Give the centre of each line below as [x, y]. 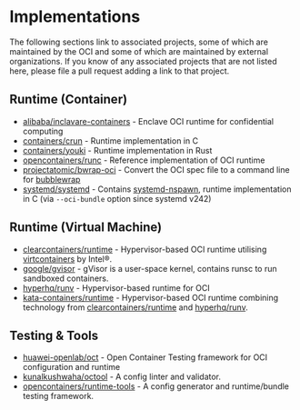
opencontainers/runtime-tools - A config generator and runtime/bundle [155, 386]
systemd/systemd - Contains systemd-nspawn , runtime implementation [157, 189]
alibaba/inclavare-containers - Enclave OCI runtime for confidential [148, 121]
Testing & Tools [54, 335]
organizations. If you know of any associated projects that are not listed [143, 61]
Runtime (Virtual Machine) [85, 228]
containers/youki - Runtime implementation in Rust [117, 150]
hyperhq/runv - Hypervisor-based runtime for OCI [116, 287]
